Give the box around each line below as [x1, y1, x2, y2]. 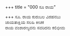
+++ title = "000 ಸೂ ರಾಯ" [5, 4, 56, 10]
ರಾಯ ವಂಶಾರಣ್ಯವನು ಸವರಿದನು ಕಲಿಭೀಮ [5, 25, 66, 31]
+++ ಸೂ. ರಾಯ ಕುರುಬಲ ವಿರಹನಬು [5, 14, 61, 19]
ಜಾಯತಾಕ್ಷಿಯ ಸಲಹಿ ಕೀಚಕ [5, 19, 44, 25]
